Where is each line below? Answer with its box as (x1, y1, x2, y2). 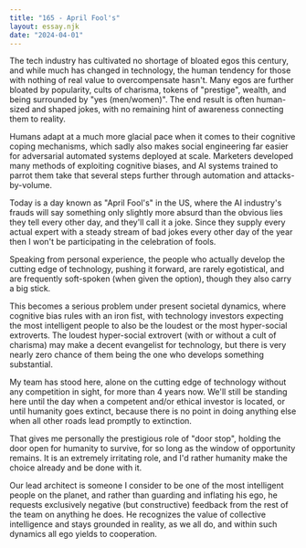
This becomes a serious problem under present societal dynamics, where (9, 300, 286, 311)
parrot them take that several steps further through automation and (9, 170, 262, 181)
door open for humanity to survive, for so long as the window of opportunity (9, 443, 296, 454)
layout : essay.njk (9, 22, 79, 31)
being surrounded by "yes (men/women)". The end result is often (9, 94, 255, 105)
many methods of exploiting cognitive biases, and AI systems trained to (9, 161, 279, 172)
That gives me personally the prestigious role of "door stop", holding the (9, 433, 281, 444)
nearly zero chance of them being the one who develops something (9, 349, 265, 361)
